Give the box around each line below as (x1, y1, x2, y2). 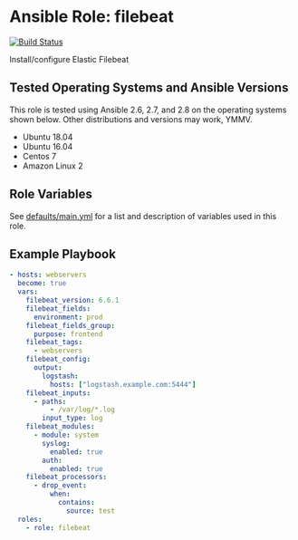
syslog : (42, 439, 71, 448)
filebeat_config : (25, 355, 91, 364)
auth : (42, 456, 63, 465)
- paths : (33, 397, 67, 406)
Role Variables (9, 187, 92, 202)
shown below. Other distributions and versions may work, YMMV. (9, 113, 253, 124)
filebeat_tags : (25, 338, 83, 347)
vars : (17, 287, 39, 296)
